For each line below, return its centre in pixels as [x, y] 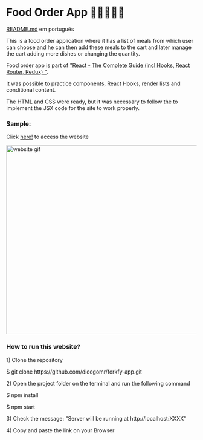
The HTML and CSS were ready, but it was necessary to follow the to [92, 102]
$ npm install [22, 395]
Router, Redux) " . [27, 71]
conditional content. [31, 89]
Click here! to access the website [48, 137]
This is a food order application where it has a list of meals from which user [100, 40]
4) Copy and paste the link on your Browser [60, 430]
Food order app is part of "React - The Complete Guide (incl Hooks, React [98, 65]
